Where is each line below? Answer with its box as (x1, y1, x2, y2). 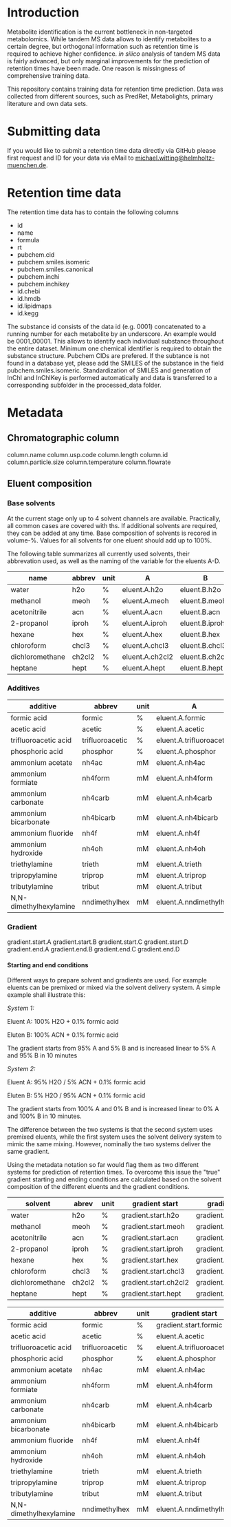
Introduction (7, 5, 80, 21)
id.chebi (16, 287, 41, 295)
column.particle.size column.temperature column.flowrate (7, 458, 171, 466)
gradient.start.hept (121, 1289, 181, 1298)
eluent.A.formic (155, 713, 206, 722)
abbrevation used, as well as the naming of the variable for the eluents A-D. (7, 556, 221, 565)
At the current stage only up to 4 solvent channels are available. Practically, (7, 514, 221, 523)
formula (16, 235, 40, 244)
